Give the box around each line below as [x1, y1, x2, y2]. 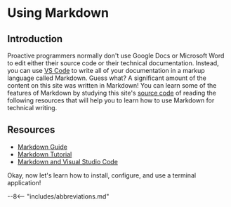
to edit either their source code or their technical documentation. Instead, [7, 59, 219, 67]
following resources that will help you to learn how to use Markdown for [7, 96, 215, 105]
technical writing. [7, 104, 58, 112]
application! [7, 178, 41, 187]
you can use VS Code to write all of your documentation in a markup [7, 67, 205, 74]
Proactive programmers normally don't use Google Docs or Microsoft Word [7, 51, 225, 60]
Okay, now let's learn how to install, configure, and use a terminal [7, 171, 197, 180]
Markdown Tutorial [17, 149, 72, 159]
